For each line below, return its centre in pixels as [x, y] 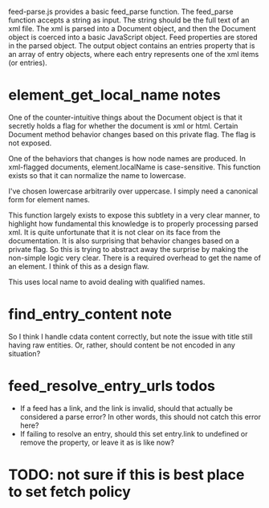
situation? [24, 353]
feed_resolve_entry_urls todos [112, 386]
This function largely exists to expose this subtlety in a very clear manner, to [134, 215]
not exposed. [30, 143]
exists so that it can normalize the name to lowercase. [97, 175]
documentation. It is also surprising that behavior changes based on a [124, 241]
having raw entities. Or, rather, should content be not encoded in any [122, 345]
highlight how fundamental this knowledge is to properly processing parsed [133, 223]
